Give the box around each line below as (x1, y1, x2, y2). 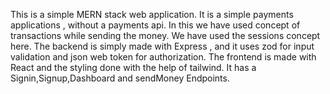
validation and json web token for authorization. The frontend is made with (10, 51, 317, 63)
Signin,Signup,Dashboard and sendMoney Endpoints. (10, 72, 230, 84)
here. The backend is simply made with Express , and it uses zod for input (10, 40, 315, 52)
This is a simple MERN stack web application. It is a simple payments (10, 9, 294, 20)
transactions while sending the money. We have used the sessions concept (10, 30, 321, 41)
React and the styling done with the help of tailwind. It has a (10, 62, 257, 73)
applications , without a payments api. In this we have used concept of (10, 19, 301, 31)
